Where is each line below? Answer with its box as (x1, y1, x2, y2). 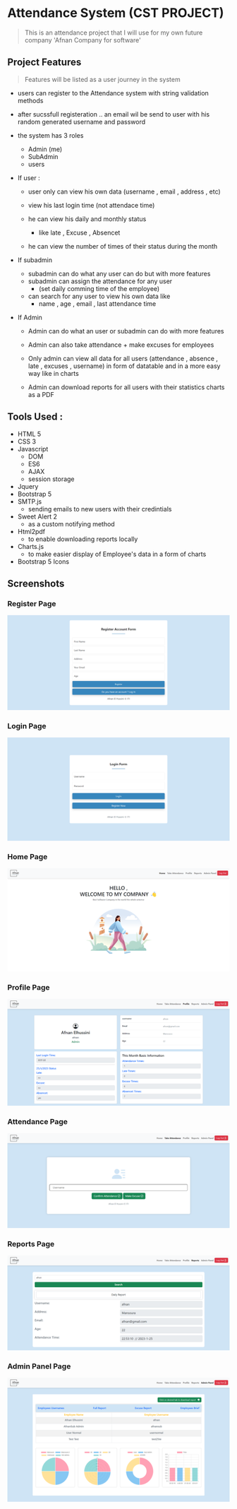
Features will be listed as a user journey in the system (24, 75, 181, 83)
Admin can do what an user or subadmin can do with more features (28, 326, 224, 335)
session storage (28, 475, 75, 483)
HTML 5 (17, 430, 42, 438)
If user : (17, 173, 40, 182)
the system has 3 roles (17, 131, 84, 139)
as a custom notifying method (28, 519, 115, 528)
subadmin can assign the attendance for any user (28, 277, 173, 285)
